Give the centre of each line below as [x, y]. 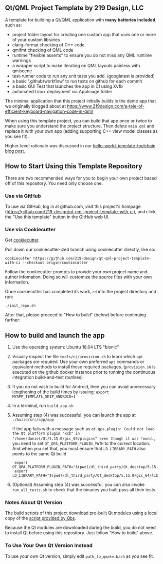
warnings [21, 60]
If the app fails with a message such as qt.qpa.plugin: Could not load [83, 429]
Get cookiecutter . [22, 240]
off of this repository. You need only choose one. [54, 183]
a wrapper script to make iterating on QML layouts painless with [76, 65]
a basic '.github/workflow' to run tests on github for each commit [77, 81]
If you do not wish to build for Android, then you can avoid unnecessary [84, 387]
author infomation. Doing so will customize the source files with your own [79, 277]
